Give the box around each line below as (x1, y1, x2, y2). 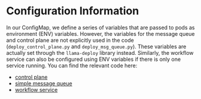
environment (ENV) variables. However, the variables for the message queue (6, 30, 196, 37)
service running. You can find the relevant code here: (6, 61, 138, 69)
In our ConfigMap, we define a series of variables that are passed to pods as (6, 24, 196, 31)
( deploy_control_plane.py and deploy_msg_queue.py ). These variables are (6, 43, 187, 50)
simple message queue (14, 79, 73, 87)
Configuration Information (6, 4, 139, 18)
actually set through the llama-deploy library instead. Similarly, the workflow (6, 49, 194, 56)
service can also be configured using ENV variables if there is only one (6, 55, 181, 63)
